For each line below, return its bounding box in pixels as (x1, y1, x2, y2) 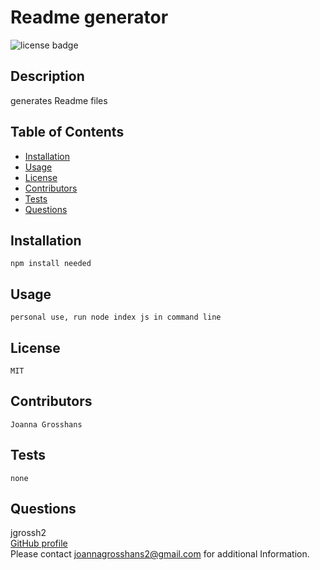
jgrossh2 (10, 527, 47, 539)
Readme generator (10, 6, 169, 29)
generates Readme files (10, 94, 108, 106)
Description (10, 68, 85, 85)
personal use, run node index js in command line (10, 312, 222, 323)
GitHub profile (10, 537, 68, 550)
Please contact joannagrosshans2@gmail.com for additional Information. (10, 548, 310, 560)
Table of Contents (10, 124, 125, 141)
